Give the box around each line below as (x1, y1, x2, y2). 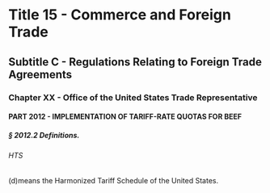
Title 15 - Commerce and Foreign (8, 6, 232, 24)
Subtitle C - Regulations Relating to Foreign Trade (8, 55, 263, 69)
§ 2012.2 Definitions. (8, 130, 80, 140)
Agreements (8, 67, 73, 82)
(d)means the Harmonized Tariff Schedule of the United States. (8, 175, 219, 185)
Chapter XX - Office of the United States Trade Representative (8, 91, 258, 103)
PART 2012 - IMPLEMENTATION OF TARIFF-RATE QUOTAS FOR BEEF (8, 111, 243, 122)
